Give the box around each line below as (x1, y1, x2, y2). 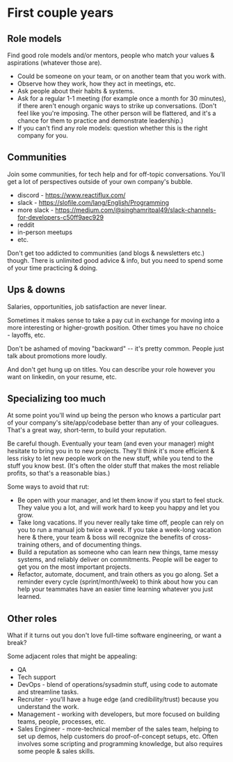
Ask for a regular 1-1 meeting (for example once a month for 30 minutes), (17, 94, 226, 102)
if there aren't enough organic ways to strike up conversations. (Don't (17, 102, 217, 109)
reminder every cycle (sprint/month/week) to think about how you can (17, 577, 218, 586)
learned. (17, 593, 42, 601)
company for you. (17, 131, 68, 139)
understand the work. (17, 703, 79, 711)
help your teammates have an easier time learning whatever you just (17, 585, 214, 593)
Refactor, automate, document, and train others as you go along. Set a (17, 570, 219, 579)
